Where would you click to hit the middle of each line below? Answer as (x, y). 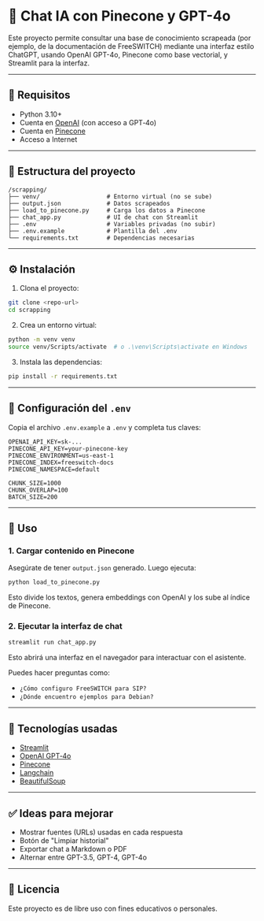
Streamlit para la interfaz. (49, 63)
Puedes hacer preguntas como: (59, 673)
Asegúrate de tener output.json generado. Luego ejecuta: (102, 568)
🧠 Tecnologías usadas (63, 728)
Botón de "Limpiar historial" (64, 840)
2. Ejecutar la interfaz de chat (66, 626)
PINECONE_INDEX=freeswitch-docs (61, 462)
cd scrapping (29, 310)
